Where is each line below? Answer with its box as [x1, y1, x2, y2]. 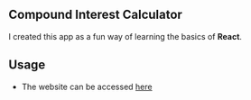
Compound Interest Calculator [8, 7, 182, 23]
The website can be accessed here [21, 81, 153, 92]
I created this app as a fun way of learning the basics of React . [8, 31, 243, 41]
